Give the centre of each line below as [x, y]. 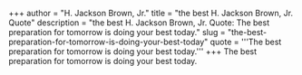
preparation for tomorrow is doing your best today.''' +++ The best [133, 52]
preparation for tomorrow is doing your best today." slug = [117, 32]
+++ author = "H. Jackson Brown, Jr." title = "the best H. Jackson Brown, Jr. [151, 13]
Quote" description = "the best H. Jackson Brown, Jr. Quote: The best [139, 23]
